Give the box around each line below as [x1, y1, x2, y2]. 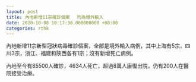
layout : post [6, 8, 39, 15]
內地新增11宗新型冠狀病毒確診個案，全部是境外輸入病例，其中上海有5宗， [6, 42, 185, 49]
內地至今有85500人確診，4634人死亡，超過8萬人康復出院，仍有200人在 [6, 62, 184, 70]
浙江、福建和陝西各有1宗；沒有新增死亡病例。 [24, 50, 137, 57]
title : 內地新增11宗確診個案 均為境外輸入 [6, 14, 104, 20]
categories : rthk [6, 25, 49, 31]
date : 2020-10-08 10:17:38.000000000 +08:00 [6, 20, 118, 26]
